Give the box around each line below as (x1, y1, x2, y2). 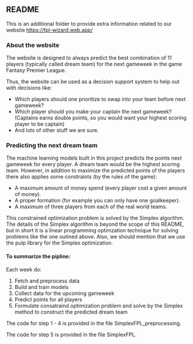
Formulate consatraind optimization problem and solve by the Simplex (14, 302, 183, 309)
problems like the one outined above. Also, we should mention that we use (6, 233, 185, 240)
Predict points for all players (14, 295, 82, 303)
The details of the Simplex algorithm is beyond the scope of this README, (6, 221, 184, 228)
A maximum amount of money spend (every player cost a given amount (14, 184, 187, 192)
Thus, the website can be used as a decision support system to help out (6, 78, 180, 85)
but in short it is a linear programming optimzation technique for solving (6, 227, 178, 234)
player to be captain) (14, 121, 65, 128)
